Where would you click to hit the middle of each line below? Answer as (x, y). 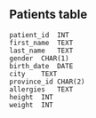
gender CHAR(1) (39, 58)
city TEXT (33, 74)
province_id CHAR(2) (48, 82)
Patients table (48, 15)
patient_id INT (39, 35)
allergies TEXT (41, 89)
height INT (31, 97)
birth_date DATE (41, 66)
